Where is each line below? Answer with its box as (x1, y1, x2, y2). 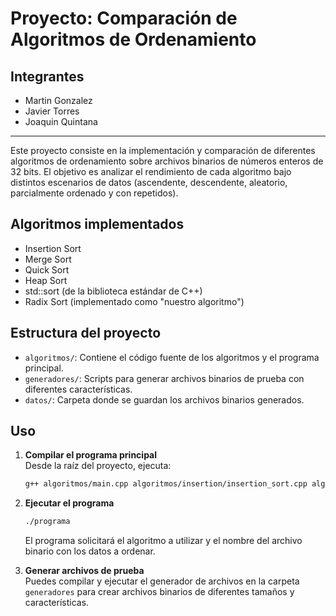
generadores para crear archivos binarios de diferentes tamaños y (24, 586, 295, 598)
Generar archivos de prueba (24, 565, 145, 577)
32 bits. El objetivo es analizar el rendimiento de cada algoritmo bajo (10, 166, 292, 177)
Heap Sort (24, 274, 68, 286)
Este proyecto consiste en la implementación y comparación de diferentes (10, 145, 316, 156)
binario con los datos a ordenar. (24, 545, 156, 557)
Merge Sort (24, 253, 72, 265)
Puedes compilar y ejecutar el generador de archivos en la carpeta (24, 575, 300, 587)
